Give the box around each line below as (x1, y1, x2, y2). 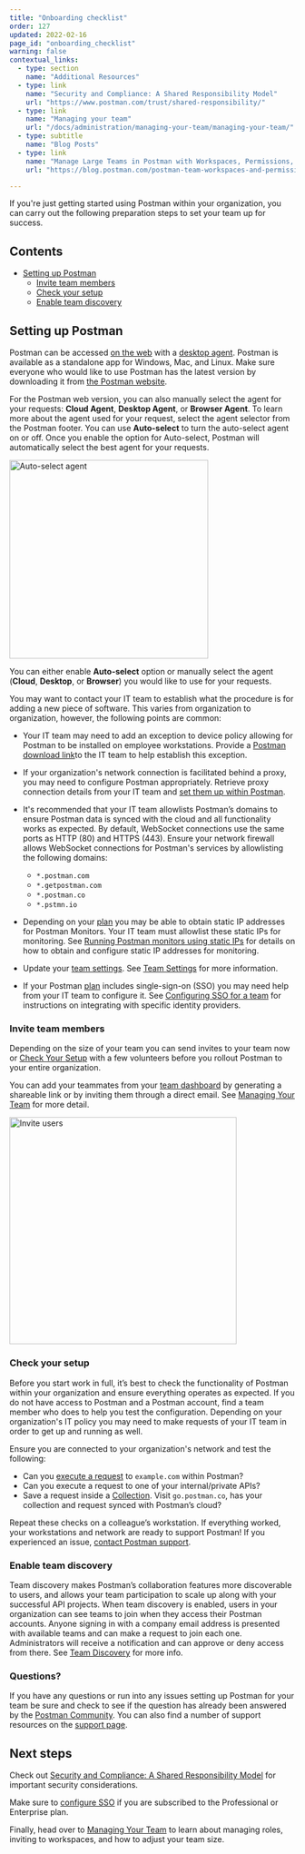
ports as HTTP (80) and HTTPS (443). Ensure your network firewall (22, 833, 275, 843)
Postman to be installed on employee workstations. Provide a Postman (22, 740, 286, 750)
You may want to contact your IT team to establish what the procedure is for (9, 694, 294, 704)
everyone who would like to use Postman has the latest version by (9, 367, 257, 377)
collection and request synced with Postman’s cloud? (22, 1499, 222, 1510)
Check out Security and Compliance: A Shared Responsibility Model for (9, 1770, 277, 1780)
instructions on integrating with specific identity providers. (22, 1000, 241, 1011)
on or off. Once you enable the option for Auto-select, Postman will (9, 432, 261, 443)
